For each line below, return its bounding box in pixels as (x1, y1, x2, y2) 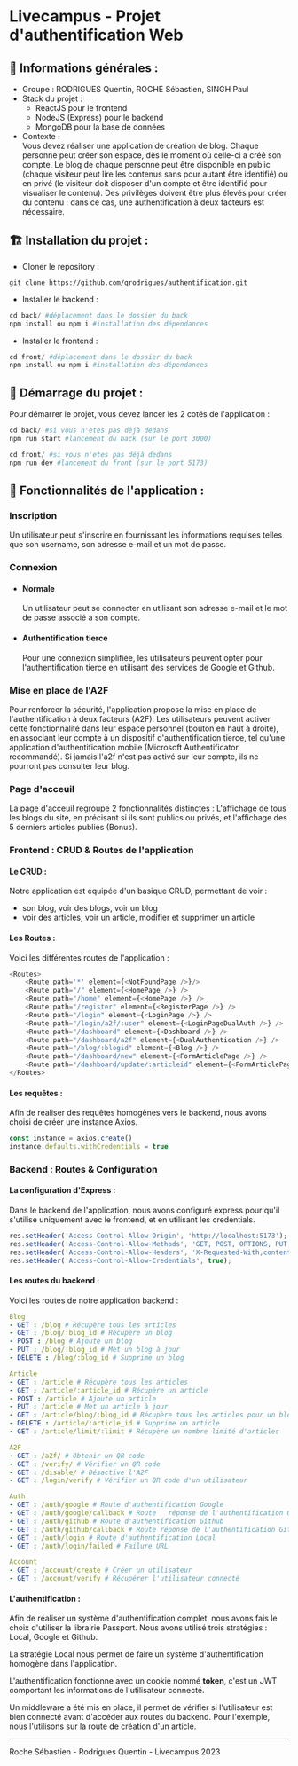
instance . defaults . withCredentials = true (9, 1142, 169, 1151)
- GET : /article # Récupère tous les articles (9, 1377, 189, 1386)
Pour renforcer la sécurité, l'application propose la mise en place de (9, 703, 257, 715)
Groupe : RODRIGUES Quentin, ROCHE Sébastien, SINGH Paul (21, 84, 249, 94)
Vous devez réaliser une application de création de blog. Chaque (21, 140, 259, 151)
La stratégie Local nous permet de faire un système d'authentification (9, 1649, 264, 1660)
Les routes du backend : (9, 1275, 100, 1286)
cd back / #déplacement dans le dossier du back (9, 310, 189, 320)
